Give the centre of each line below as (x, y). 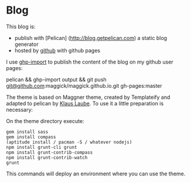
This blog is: (21, 26)
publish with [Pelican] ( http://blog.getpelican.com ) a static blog (91, 38)
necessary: (20, 109)
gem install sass (27, 132)
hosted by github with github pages (57, 50)
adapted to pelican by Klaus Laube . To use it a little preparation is (85, 103)
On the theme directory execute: (45, 121)
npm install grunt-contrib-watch (47, 157)
